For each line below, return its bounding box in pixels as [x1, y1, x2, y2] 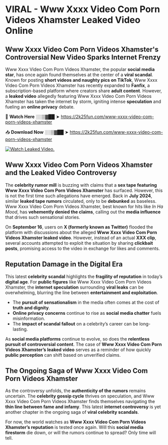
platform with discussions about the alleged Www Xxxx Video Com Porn [5, 229, 157, 235]
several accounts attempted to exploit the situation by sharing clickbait [5, 240, 153, 246]
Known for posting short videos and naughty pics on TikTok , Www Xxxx [5, 77, 158, 83]
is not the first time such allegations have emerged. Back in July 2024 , [5, 193, 152, 199]
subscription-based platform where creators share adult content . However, [5, 88, 162, 94]
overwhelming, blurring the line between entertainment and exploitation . [5, 289, 158, 296]
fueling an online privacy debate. [5, 104, 75, 109]
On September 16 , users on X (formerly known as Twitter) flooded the [5, 224, 153, 230]
